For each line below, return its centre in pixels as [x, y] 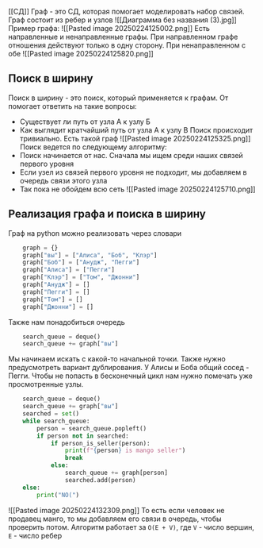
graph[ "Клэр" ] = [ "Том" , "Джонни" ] [81, 277]
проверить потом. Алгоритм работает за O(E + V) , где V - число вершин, [131, 527]
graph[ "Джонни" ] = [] [58, 307]
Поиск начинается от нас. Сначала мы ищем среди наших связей [131, 155]
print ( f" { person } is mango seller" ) [125, 451]
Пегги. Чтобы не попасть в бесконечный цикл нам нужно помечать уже [131, 376]
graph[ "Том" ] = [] [53, 299]
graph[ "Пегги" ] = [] [56, 292]
